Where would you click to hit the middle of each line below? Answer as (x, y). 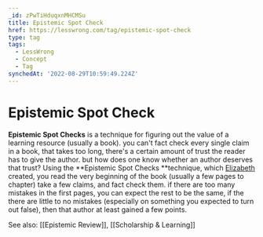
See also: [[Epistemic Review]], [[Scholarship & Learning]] (102, 224)
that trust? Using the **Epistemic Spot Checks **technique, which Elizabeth (131, 168)
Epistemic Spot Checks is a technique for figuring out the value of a (119, 134)
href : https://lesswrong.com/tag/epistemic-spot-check (100, 30)
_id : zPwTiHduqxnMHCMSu (47, 15)
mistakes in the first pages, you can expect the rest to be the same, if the (126, 192)
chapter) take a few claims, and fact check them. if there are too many (122, 184)
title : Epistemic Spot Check (56, 23)
